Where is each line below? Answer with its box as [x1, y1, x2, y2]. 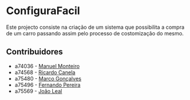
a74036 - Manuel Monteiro [14, 62, 80, 69]
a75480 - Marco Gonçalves [14, 75, 82, 82]
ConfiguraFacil [6, 4, 81, 18]
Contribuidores [6, 47, 63, 57]
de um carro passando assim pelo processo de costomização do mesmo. [6, 29, 184, 36]
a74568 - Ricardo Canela [14, 69, 75, 76]
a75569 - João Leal [14, 87, 62, 95]
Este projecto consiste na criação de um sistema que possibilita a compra [6, 24, 185, 31]
